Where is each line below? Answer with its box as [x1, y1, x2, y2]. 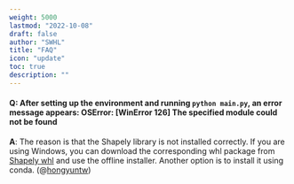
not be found [9, 117, 58, 127]
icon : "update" [9, 54, 66, 63]
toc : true [9, 63, 46, 72]
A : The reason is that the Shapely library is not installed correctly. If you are [9, 136, 286, 147]
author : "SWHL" [9, 37, 66, 47]
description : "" [9, 71, 69, 80]
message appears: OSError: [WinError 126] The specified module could [9, 107, 278, 118]
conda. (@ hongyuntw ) [9, 165, 91, 175]
